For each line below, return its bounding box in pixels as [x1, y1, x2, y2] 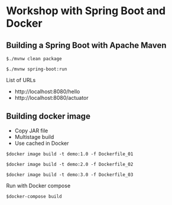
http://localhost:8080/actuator [14, 95, 89, 101]
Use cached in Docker [14, 139, 69, 147]
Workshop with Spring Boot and [6, 4, 166, 18]
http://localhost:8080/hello [14, 88, 80, 95]
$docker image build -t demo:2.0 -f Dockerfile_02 [6, 161, 134, 167]
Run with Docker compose [6, 182, 71, 189]
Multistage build [14, 133, 54, 140]
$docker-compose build [6, 193, 62, 199]
